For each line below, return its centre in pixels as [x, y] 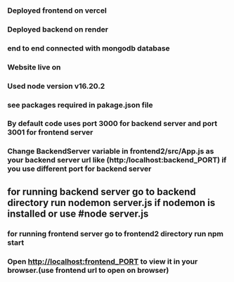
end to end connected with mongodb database [89, 48]
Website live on [34, 67]
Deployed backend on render [58, 29]
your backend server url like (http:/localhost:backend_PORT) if [117, 160]
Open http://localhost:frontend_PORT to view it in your [103, 261]
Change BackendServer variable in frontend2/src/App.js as [111, 151]
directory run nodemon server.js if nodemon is [111, 203]
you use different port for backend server [79, 169]
